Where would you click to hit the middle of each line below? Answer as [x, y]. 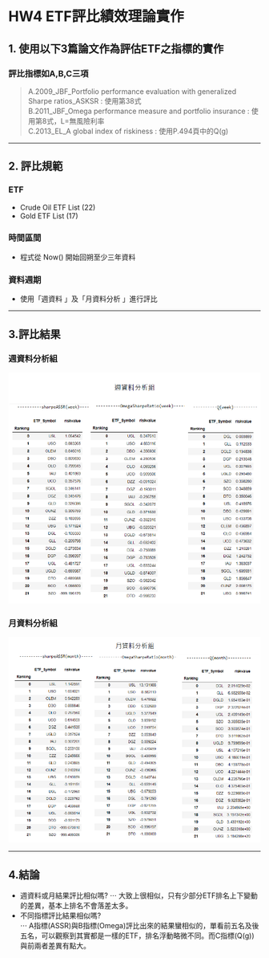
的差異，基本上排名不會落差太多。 [76, 906]
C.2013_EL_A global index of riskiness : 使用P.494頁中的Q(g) [128, 131]
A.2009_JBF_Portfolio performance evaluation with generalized [132, 91]
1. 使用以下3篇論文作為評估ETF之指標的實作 [116, 49]
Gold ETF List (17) [49, 216]
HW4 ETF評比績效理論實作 [96, 16]
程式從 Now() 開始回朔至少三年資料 [78, 257]
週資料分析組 [33, 359]
